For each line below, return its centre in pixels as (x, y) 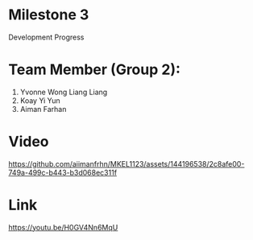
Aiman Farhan (43, 109)
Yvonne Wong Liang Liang (64, 92)
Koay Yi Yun (40, 100)
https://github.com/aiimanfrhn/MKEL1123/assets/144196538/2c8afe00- (126, 163)
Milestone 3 (49, 15)
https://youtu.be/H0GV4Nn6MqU (63, 227)
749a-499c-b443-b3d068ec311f (63, 172)
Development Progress (46, 37)
